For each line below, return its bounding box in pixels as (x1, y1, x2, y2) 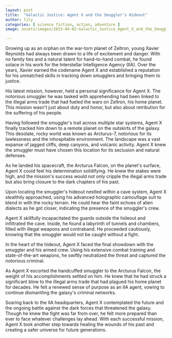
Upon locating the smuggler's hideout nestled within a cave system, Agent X (5, 189, 167, 195)
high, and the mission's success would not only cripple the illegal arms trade (5, 173, 167, 180)
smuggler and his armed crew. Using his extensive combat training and (5, 247, 155, 253)
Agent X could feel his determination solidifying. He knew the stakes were (5, 168, 161, 174)
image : (5, 27, 19, 32)
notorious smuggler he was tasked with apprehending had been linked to (5, 93, 160, 100)
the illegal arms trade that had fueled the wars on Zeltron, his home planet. (5, 99, 163, 105)
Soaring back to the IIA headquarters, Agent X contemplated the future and (5, 299, 164, 306)
